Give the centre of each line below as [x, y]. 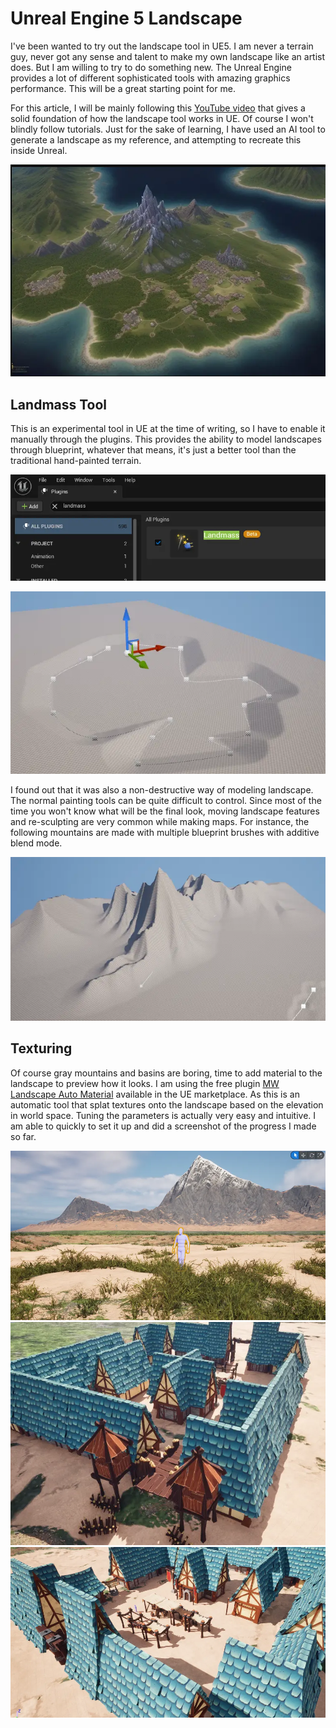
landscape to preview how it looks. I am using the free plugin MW [145, 1083]
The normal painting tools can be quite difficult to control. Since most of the [166, 801]
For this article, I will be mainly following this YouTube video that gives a [158, 108]
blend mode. [36, 843]
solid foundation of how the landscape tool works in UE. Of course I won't [162, 118]
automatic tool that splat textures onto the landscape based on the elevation [167, 1104]
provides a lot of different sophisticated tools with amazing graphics [150, 78]
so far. [23, 1136]
